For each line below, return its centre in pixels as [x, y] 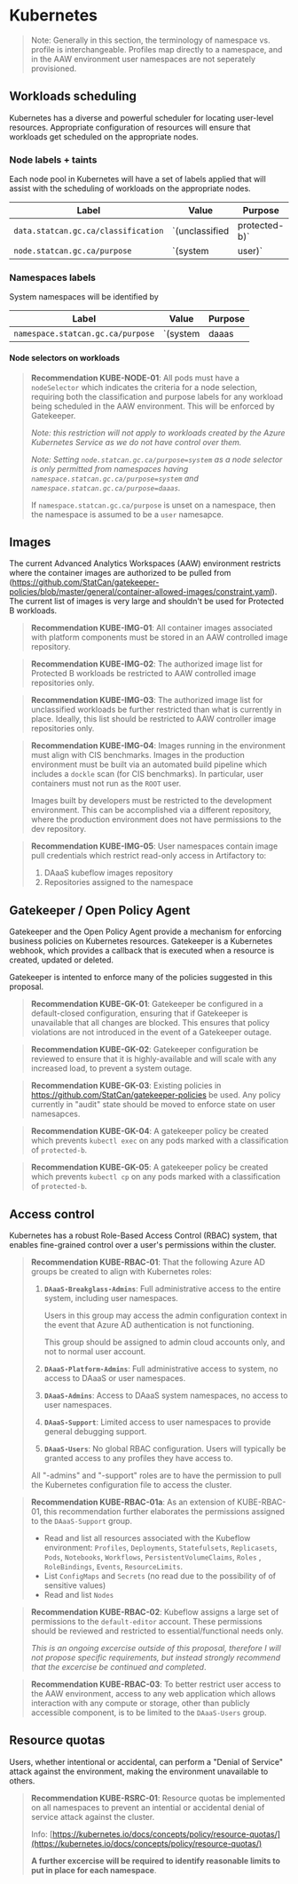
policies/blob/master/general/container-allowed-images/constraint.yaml [141, 592]
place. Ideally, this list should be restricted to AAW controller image [153, 719]
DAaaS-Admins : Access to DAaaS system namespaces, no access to [166, 1395]
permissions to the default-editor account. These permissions [147, 1621]
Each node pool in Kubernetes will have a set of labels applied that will [137, 180]
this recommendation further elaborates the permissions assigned [165, 1511]
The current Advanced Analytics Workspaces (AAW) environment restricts [145, 563]
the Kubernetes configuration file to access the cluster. [131, 1484]
